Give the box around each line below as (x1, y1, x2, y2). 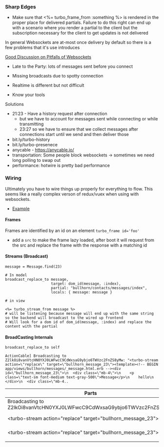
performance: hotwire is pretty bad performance (12, 162, 110, 169)
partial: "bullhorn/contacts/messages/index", (51, 286, 147, 291)
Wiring (5, 175, 22, 181)
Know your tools (12, 92, 45, 98)
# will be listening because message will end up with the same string (5, 311, 154, 316)
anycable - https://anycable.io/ (12, 147, 74, 153)
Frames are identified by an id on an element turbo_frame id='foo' (5, 228, 140, 233)
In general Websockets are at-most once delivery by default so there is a (5, 39, 151, 45)
